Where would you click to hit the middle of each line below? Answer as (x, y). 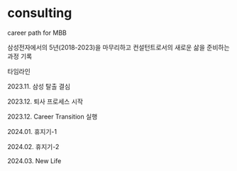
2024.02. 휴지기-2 (33, 146)
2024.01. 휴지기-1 (32, 131)
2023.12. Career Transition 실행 (53, 116)
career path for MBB (37, 33)
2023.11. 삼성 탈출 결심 (39, 86)
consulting (40, 13)
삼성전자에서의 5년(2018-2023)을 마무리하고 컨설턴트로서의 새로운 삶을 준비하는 (118, 47)
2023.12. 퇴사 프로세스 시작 (45, 101)
